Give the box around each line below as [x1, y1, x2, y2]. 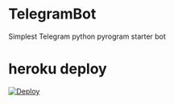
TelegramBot [8, 5, 97, 23]
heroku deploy [8, 60, 107, 78]
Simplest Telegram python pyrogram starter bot [8, 31, 167, 41]
